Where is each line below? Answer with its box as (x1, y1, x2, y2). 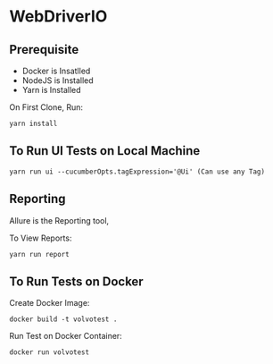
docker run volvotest (9, 348, 90, 357)
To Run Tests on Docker (9, 275, 145, 290)
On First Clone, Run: (9, 102, 83, 113)
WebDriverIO (9, 6, 108, 27)
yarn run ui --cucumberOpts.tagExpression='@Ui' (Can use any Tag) (9, 167, 266, 176)
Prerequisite (9, 42, 79, 57)
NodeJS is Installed (21, 75, 94, 86)
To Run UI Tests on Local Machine (9, 143, 201, 158)
